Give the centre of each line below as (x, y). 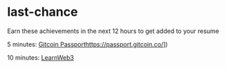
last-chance (43, 12)
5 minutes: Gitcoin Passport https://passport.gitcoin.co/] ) (87, 44)
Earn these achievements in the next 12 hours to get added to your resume (113, 31)
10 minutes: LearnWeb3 (41, 57)
